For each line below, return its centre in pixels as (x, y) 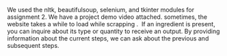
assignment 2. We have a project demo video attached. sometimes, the (107, 17)
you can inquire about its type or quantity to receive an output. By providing (113, 31)
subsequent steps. (33, 46)
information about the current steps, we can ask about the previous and (108, 38)
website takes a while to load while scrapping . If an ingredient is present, (111, 24)
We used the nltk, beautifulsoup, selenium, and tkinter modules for (101, 10)
